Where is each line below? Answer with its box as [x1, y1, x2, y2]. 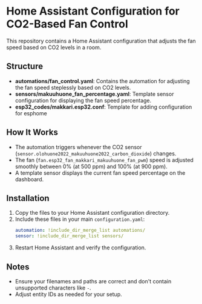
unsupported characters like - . [15, 284, 92, 291]
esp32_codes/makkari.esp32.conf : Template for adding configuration [15, 103, 192, 110]
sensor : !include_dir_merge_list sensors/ [15, 233, 124, 239]
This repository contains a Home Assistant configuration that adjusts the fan [6, 37, 197, 44]
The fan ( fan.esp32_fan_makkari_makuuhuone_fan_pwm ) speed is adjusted [15, 156, 194, 163]
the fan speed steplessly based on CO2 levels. [15, 84, 131, 91]
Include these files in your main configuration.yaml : [15, 215, 145, 223]
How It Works [6, 127, 59, 138]
